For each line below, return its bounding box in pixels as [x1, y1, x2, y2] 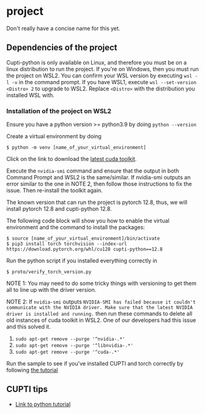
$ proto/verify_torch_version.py [6, 269, 92, 275]
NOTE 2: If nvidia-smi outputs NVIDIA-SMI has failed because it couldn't [6, 298, 196, 305]
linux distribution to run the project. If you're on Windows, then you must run [6, 65, 199, 72]
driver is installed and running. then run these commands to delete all [6, 310, 193, 318]
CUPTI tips [6, 384, 48, 394]
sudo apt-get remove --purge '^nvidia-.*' [15, 336, 125, 342]
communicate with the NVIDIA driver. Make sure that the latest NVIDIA [6, 305, 193, 311]
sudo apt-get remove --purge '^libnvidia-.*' [15, 343, 133, 349]
